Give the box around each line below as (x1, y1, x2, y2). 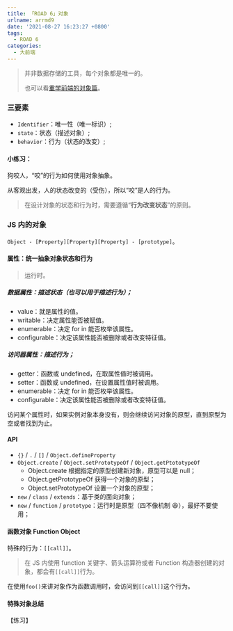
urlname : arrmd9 (7, 17, 54, 24)
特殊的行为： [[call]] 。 (7, 544, 75, 552)
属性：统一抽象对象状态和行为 (7, 255, 93, 263)
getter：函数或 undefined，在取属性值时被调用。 (17, 369, 157, 378)
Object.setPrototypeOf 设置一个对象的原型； (27, 484, 155, 493)
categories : (7, 42, 42, 49)
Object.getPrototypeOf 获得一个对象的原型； (27, 475, 156, 484)
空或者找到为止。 (7, 419, 56, 427)
